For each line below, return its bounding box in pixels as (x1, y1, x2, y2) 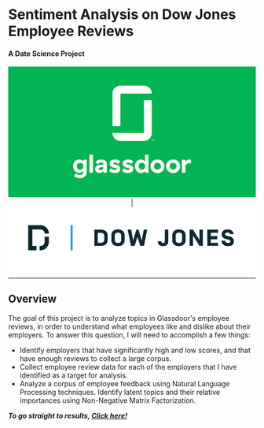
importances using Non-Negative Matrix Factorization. (19, 396, 196, 405)
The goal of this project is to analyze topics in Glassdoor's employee (8, 313, 230, 322)
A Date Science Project (8, 49, 85, 58)
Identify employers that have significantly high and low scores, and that (19, 345, 251, 355)
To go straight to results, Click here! (8, 411, 128, 420)
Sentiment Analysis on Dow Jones (8, 6, 236, 24)
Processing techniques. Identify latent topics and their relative (19, 387, 221, 396)
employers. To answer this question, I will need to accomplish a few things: (8, 329, 251, 340)
